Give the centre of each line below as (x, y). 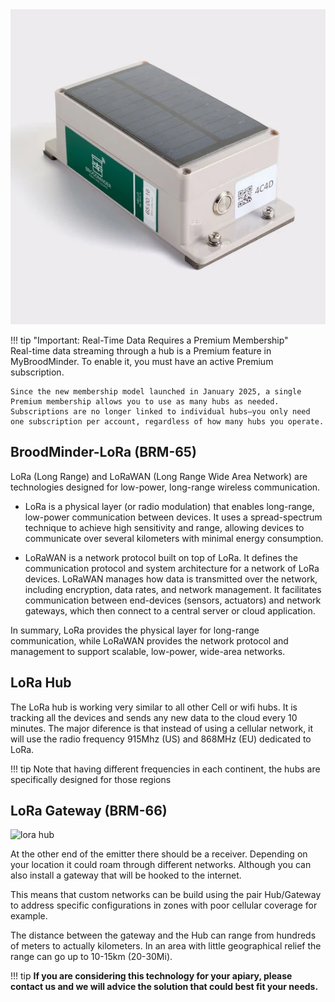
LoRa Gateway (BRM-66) (89, 811)
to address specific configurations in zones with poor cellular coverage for (164, 905)
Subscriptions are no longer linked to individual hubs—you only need (160, 412)
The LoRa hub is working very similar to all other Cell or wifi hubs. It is (154, 707)
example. (29, 916)
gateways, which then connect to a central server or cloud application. (170, 610)
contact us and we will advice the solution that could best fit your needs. (164, 987)
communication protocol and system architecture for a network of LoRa (172, 568)
